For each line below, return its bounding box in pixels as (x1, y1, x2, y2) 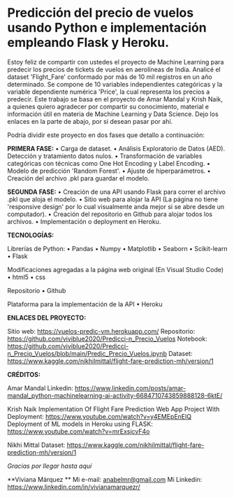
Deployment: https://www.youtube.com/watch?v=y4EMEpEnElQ (7, 412, 192, 420)
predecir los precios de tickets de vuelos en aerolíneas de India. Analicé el (7, 65, 221, 73)
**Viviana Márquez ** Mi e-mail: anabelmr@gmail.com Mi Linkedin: (7, 475, 203, 483)
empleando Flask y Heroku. (7, 35, 170, 50)
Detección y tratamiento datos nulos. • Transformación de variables (7, 152, 203, 160)
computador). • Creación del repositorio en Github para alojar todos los (7, 210, 213, 218)
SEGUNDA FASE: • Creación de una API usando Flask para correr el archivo (7, 187, 226, 196)
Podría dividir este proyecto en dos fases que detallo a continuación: (7, 131, 205, 139)
